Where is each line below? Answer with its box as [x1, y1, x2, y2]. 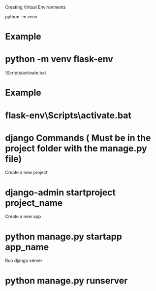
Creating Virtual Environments [5, 4, 66, 10]
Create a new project [5, 170, 48, 176]
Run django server [5, 257, 43, 263]
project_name [5, 197, 63, 209]
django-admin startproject [5, 187, 116, 198]
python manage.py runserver [5, 275, 128, 286]
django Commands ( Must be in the [5, 132, 151, 144]
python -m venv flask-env [5, 54, 113, 65]
